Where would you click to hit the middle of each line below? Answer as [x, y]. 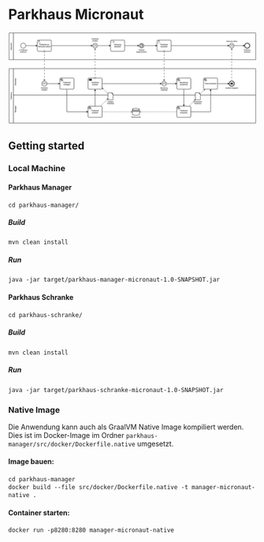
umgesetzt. [155, 443]
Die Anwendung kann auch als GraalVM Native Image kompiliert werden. [126, 427]
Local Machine [37, 169]
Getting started [46, 146]
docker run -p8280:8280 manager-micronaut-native [91, 530]
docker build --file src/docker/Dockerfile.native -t [99, 488]
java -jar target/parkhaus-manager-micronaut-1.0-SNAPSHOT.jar [114, 280]
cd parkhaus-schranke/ [45, 315]
